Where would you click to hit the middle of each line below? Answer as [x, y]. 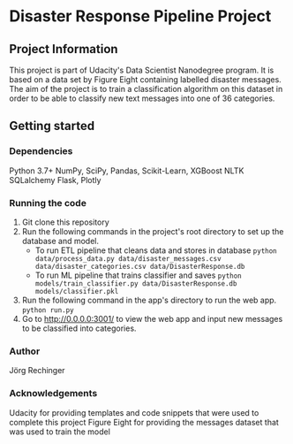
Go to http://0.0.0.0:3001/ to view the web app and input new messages [152, 318]
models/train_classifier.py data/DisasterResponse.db [136, 283]
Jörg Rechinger [37, 371]
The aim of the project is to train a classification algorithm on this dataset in [146, 89]
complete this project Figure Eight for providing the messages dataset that [144, 422]
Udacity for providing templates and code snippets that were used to [134, 412]
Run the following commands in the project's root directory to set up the [153, 231]
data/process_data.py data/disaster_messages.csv [128, 258]
